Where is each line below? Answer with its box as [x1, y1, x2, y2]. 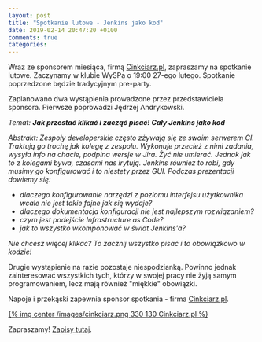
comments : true [8, 33, 58, 42]
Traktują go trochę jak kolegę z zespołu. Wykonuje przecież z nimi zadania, [8, 142, 254, 151]
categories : [8, 41, 47, 49]
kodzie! [8, 247, 32, 256]
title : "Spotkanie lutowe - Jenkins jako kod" [8, 19, 164, 27]
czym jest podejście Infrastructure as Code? [19, 215, 164, 225]
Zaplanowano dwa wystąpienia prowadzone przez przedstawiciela [8, 94, 224, 104]
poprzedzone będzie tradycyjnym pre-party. [8, 79, 152, 89]
